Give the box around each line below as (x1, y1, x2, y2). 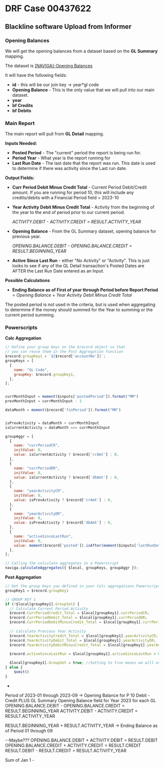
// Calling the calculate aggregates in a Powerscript (5, 561, 119, 566)
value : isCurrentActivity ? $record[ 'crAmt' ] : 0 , (14, 452, 119, 457)
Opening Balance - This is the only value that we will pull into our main (12, 86, 155, 93)
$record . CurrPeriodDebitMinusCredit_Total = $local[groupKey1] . (9, 620, 143, 625)
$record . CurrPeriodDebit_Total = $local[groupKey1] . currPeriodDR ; (9, 615, 147, 620)
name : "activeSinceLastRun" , (14, 533, 73, 539)
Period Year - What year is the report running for (12, 155, 111, 161)
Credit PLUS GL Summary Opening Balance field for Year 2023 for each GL (5, 697, 156, 703)
